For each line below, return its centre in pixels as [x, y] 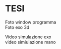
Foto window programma [31, 22]
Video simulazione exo [28, 37]
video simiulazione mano [30, 42]
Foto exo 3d [17, 27]
